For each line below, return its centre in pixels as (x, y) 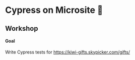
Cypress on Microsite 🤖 (54, 10)
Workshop (22, 29)
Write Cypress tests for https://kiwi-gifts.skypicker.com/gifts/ (67, 52)
